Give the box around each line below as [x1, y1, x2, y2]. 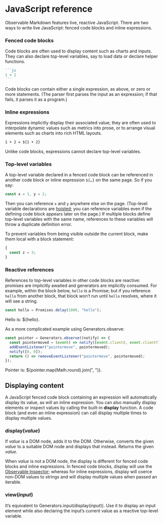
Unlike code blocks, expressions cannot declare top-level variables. [5, 148, 142, 155]
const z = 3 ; [9, 250, 36, 255]
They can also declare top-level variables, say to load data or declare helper [5, 53, 158, 59]
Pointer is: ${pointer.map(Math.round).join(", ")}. [5, 367, 102, 373]
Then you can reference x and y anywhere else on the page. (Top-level [5, 201, 148, 207]
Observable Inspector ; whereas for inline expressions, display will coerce [5, 469, 152, 475]
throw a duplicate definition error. [5, 221, 72, 227]
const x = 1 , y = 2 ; [5, 192, 47, 197]
